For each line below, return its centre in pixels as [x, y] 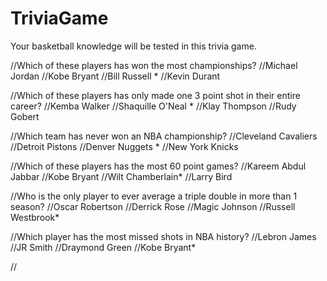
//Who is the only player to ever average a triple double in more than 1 [154, 196]
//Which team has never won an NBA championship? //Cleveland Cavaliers [164, 136]
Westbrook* [35, 217]
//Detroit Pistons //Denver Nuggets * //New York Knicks [124, 146]
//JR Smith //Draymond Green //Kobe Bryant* [103, 247]
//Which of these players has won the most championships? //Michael [154, 65]
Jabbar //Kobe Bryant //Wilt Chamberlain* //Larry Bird [121, 176]
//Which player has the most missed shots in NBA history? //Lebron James [163, 236]
